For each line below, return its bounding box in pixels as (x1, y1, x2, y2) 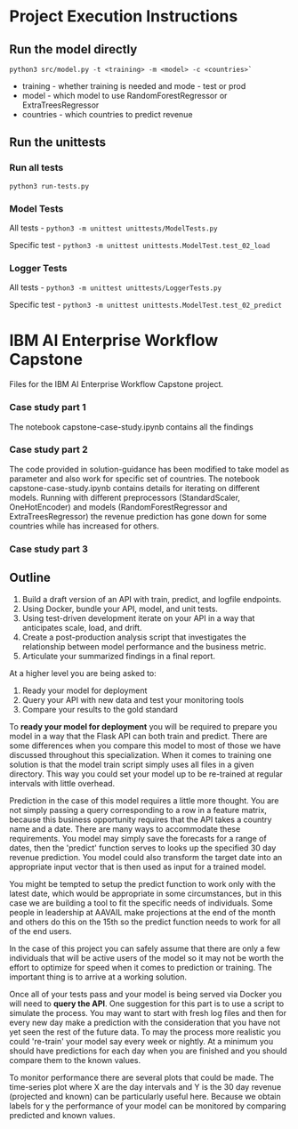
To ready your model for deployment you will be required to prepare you (9, 721, 278, 731)
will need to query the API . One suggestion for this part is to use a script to (9, 998, 285, 1009)
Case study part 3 (9, 543, 89, 555)
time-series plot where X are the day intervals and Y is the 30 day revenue (9, 1081, 282, 1092)
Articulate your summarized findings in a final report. (21, 650, 216, 661)
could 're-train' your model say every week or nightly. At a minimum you (9, 1036, 274, 1046)
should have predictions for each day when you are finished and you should (9, 1045, 287, 1056)
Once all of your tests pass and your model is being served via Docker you (9, 988, 283, 999)
